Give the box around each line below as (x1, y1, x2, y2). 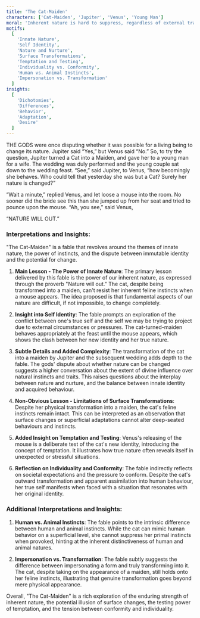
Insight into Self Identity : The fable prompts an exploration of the (14, 311, 176, 318)
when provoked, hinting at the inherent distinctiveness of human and (14, 538, 183, 545)
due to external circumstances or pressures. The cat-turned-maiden (14, 324, 183, 331)
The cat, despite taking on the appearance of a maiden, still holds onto (14, 568, 189, 575)
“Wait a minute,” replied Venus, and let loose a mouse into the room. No (6, 191, 182, 198)
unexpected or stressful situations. (14, 454, 100, 461)
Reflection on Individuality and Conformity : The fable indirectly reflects (14, 465, 193, 472)
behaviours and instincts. (14, 423, 77, 430)
